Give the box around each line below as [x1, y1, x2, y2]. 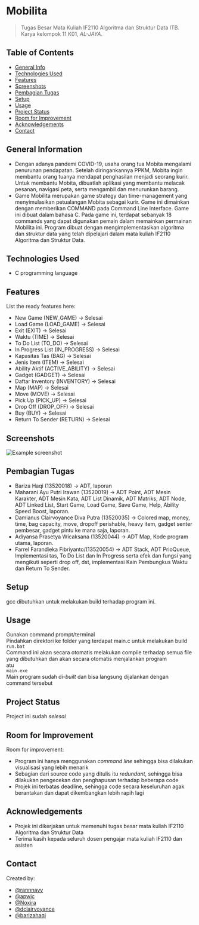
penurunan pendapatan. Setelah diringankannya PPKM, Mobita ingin [14, 166, 183, 174]
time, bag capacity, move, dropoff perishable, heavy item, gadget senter [14, 520, 192, 527]
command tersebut [6, 679, 53, 687]
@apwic [14, 892, 35, 900]
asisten [14, 841, 33, 849]
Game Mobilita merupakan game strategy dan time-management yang [14, 192, 188, 199]
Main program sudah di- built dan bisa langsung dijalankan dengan [6, 673, 169, 681]
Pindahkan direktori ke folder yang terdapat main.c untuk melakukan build [6, 638, 188, 645]
